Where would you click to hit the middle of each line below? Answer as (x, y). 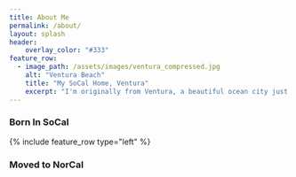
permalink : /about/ (45, 26)
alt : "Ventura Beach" (65, 75)
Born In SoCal (39, 122)
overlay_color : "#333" (67, 50)
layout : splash (37, 34)
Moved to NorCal (47, 165)
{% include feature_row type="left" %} (80, 142)
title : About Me (39, 17)
